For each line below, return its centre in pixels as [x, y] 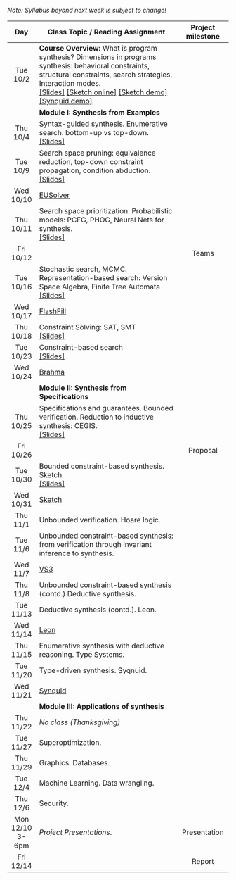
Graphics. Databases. [74, 763]
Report [203, 861]
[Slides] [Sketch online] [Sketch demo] [103, 92]
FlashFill [53, 311]
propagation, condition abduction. [95, 170]
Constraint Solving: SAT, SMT [88, 327]
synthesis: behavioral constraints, [94, 66]
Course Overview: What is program [98, 48]
